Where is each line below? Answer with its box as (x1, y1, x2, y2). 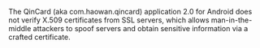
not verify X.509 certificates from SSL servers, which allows (8, 15, 210, 25)
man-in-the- (210, 15, 253, 25)
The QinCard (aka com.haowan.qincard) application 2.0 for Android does (8, 7, 253, 16)
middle (8, 24, 32, 33)
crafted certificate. (8, 32, 71, 42)
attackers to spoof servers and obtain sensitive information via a (32, 24, 249, 33)
